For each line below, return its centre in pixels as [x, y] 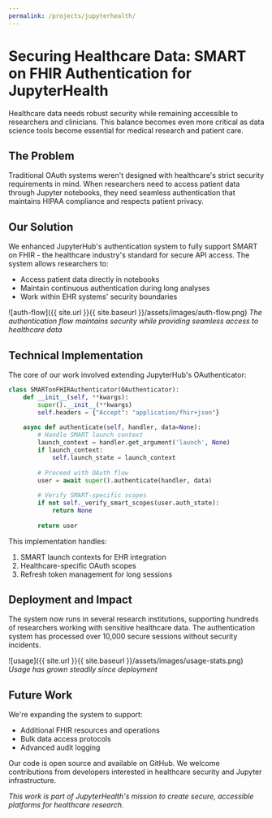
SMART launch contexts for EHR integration [93, 556]
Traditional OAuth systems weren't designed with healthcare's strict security [136, 175]
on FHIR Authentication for [100, 73]
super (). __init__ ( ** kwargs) [85, 405]
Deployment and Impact [70, 600]
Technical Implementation [76, 355]
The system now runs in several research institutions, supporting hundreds [134, 619]
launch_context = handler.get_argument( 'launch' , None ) [134, 443]
